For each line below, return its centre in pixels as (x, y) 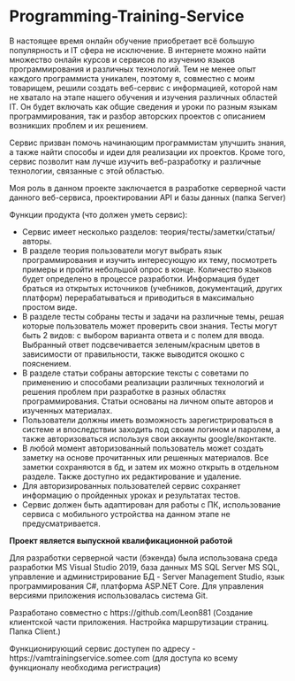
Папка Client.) (35, 631)
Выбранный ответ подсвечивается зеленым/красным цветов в (141, 344)
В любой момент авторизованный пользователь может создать (143, 448)
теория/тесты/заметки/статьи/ (217, 231)
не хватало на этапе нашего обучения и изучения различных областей (144, 97)
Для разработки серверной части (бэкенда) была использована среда (144, 557)
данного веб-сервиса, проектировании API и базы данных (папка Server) (147, 197)
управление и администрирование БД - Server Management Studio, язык (147, 577)
